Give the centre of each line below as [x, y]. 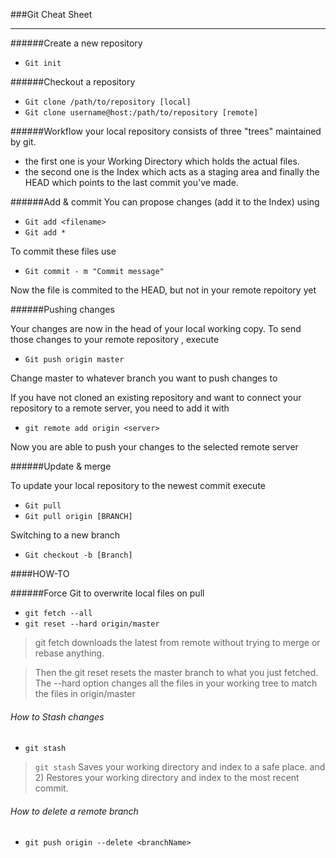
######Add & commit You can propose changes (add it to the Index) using [165, 202]
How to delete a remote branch [74, 811]
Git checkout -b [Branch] [78, 555]
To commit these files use [63, 251]
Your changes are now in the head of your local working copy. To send [156, 328]
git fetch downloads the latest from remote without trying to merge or [177, 642]
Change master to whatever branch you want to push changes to [144, 378]
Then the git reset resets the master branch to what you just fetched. [176, 672]
